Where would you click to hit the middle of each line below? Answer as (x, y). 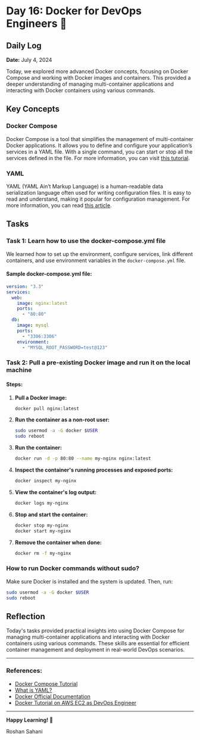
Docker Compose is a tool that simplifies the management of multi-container (100, 139)
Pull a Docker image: (41, 398)
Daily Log (24, 46)
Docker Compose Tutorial (46, 683)
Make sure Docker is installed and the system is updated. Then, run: (90, 581)
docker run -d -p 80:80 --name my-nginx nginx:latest (83, 459)
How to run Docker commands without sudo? (73, 569)
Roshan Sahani (24, 731)
